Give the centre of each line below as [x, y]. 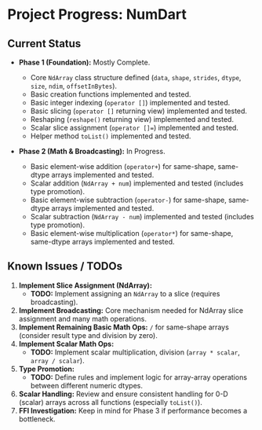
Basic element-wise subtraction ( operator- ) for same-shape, [128, 200]
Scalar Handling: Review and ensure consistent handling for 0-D [123, 394]
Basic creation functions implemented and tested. [111, 94]
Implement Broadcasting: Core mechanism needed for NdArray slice [131, 310]
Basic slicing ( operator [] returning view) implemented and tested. [139, 111]
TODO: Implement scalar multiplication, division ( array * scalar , [135, 352]
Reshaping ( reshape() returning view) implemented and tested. [132, 119]
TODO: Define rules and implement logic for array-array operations [139, 377]
